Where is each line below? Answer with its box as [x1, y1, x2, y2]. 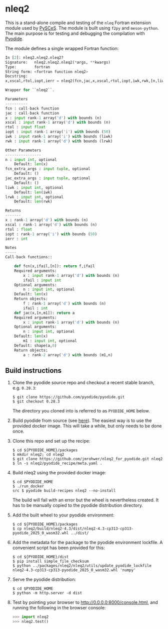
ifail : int [23, 305, 48, 310]
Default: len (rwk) [14, 199, 52, 204]
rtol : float [5, 227, 32, 232]
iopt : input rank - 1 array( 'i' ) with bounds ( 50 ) [5, 129, 111, 135]
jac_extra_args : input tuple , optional [5, 176, 91, 181]
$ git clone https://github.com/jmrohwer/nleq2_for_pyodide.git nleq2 [12, 457, 163, 462]
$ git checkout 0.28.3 [12, 399, 60, 404]
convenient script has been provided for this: [12, 545, 105, 551]
